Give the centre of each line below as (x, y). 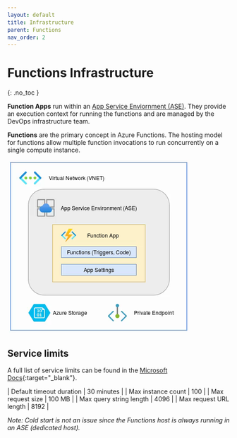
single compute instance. (44, 150)
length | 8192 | (28, 407)
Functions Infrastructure (80, 73)
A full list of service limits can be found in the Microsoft (87, 370)
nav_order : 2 (26, 37)
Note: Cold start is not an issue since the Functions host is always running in (119, 420)
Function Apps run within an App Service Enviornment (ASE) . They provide (117, 107)
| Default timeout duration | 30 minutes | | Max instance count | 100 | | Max (116, 391)
